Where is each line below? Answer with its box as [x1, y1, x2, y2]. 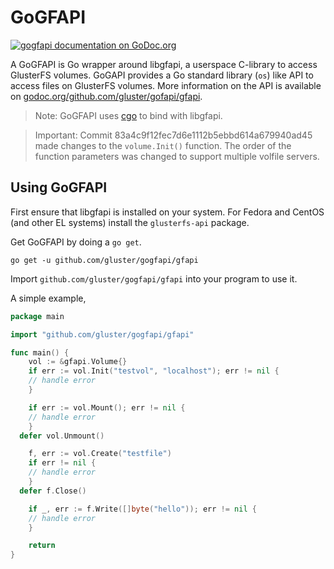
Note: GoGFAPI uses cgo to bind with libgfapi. [34, 109, 223, 121]
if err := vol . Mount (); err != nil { [28, 402, 186, 413]
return [28, 541, 56, 551]
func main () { [10, 347, 70, 358]
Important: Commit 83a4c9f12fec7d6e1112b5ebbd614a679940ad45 [34, 129, 313, 141]
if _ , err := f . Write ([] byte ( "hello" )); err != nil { [28, 504, 257, 514]
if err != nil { [28, 458, 97, 468]
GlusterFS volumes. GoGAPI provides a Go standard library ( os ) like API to [10, 69, 314, 81]
